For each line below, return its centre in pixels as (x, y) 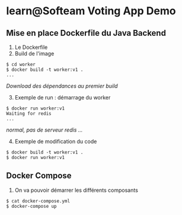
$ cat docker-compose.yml (38, 201)
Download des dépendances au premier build (62, 86)
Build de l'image (34, 54)
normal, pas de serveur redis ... (44, 130)
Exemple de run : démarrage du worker (63, 97)
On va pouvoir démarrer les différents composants (76, 190)
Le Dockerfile (31, 47)
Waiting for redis (29, 114)
